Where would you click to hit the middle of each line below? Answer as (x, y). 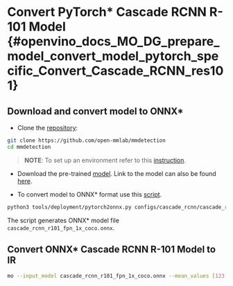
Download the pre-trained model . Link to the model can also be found (116, 173)
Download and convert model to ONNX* (95, 111)
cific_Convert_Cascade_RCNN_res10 (115, 71)
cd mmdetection (29, 147)
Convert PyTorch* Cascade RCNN (107, 12)
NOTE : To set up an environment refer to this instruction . (105, 160)
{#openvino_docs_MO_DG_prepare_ (113, 42)
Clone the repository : (48, 128)
